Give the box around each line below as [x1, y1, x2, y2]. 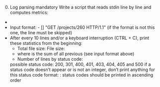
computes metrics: [9, 9, 49, 15]
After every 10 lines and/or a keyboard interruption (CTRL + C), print [9, 35, 150, 41]
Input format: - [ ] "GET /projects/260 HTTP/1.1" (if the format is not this [9, 24, 155, 30]
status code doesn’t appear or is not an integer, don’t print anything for [9, 67, 156, 73]
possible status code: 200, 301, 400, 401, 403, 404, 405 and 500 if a [9, 62, 151, 67]
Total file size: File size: [17, 46, 65, 51]
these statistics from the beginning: [9, 40, 83, 46]
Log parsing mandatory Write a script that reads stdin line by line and [9, 4, 152, 10]
